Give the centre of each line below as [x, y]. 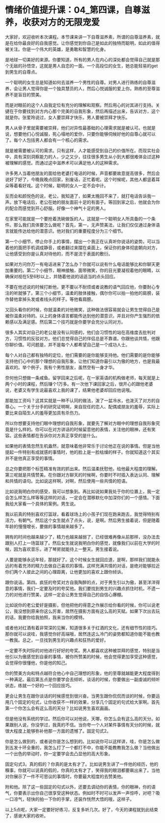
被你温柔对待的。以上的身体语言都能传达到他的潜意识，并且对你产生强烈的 [80, 315]
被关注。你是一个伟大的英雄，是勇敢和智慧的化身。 [57, 49]
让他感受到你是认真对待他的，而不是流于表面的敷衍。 [59, 254]
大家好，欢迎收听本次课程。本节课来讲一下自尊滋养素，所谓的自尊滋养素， [80, 37]
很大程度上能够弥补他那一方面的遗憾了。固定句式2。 [58, 731]
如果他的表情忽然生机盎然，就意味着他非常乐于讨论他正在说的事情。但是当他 [82, 446]
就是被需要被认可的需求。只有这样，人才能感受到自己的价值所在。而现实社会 [82, 150]
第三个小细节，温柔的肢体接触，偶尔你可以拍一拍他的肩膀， [95, 293]
